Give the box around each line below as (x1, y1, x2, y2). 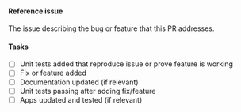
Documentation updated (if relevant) (19, 77, 139, 87)
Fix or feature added (19, 68, 87, 78)
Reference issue (8, 6, 63, 16)
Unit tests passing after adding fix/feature (19, 86, 156, 95)
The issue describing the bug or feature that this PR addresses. (8, 24, 215, 33)
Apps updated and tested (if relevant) (19, 95, 143, 104)
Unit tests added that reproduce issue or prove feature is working (19, 59, 234, 69)
